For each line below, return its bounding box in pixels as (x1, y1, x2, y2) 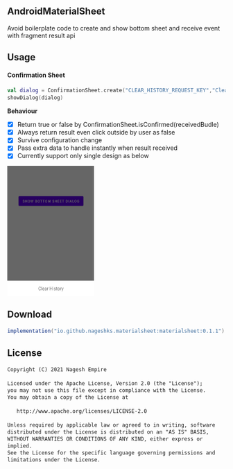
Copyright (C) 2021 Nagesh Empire (7, 366, 107, 373)
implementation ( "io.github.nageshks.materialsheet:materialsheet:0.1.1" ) (7, 327, 225, 335)
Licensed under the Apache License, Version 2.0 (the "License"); (7, 380, 203, 387)
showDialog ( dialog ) (7, 94, 64, 101)
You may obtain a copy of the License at (7, 393, 129, 401)
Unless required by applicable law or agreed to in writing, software (7, 421, 216, 429)
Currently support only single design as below (17, 152, 149, 160)
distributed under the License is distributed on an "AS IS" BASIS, (7, 428, 209, 436)
